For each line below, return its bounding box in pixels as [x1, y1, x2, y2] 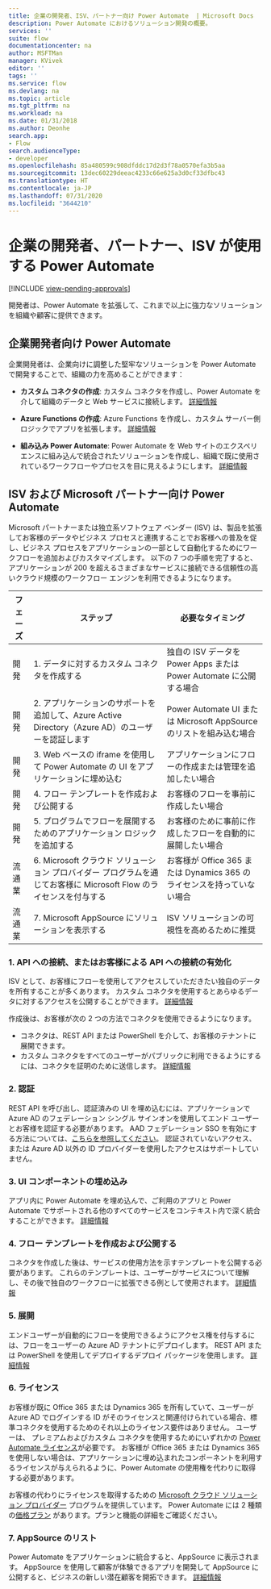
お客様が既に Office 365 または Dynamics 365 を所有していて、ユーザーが [8, 1402, 254, 1412]
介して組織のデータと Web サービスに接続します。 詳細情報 [19, 397, 218, 407]
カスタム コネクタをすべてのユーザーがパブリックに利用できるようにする [19, 1051, 262, 1061]
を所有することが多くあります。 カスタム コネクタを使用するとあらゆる [8, 986, 244, 996]
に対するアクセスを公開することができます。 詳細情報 [15, 997, 194, 1007]
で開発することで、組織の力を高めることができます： [8, 369, 186, 379]
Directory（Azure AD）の [33, 722, 129, 733]
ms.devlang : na [8, 86, 60, 95]
